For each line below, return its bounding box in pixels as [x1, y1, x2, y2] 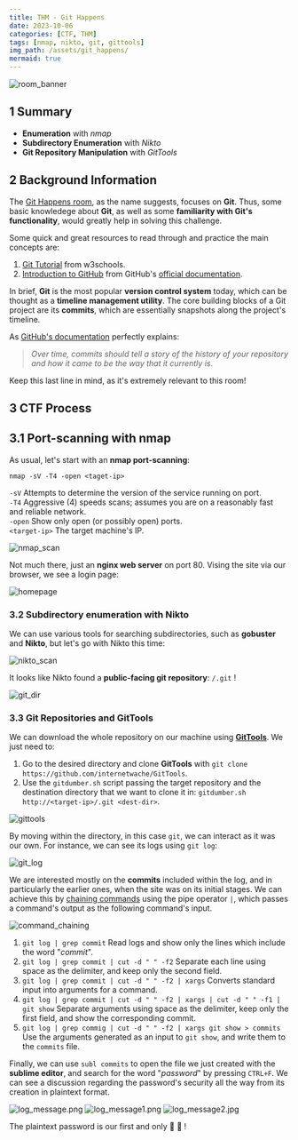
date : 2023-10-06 [9, 21, 74, 30]
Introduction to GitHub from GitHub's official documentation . [21, 268, 243, 279]
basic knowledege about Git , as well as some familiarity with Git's [9, 205, 253, 216]
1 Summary [9, 104, 73, 120]
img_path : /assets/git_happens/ [9, 46, 129, 55]
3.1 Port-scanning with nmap [9, 431, 171, 446]
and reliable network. [9, 506, 87, 516]
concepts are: [9, 242, 60, 252]
